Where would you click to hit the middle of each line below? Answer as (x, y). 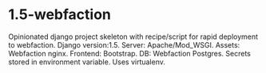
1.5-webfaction (60, 15)
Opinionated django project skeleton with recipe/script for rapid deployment (133, 36)
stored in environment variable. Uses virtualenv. (87, 62)
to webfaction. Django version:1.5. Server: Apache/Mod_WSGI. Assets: (124, 44)
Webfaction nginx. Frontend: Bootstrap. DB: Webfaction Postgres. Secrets (130, 53)
